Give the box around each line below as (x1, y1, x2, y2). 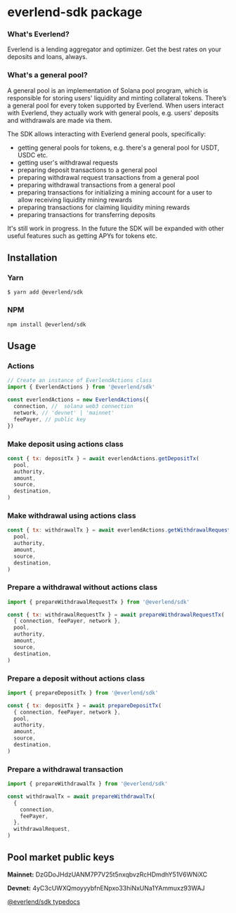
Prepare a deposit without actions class (7, 674, 145, 683)
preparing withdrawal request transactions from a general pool (17, 173, 199, 181)
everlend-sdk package (7, 4, 143, 20)
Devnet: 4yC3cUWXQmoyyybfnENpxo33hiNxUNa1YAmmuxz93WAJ (7, 884, 205, 892)
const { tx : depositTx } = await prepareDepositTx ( (7, 702, 162, 709)
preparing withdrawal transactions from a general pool (17, 180, 176, 189)
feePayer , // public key (13, 416, 86, 423)
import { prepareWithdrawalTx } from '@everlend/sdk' (7, 780, 169, 787)
